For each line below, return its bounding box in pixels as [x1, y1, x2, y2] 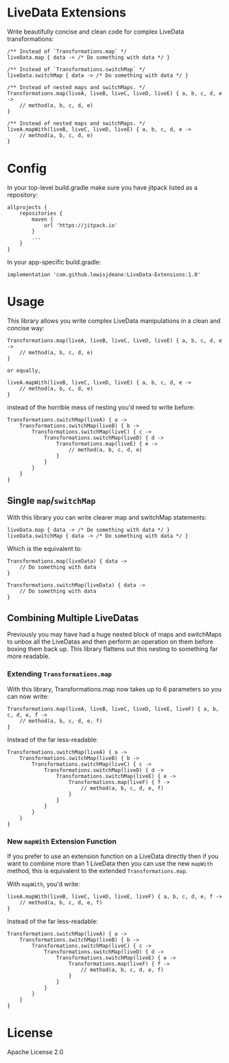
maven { [32, 216, 53, 223]
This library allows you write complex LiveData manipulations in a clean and [7, 317, 221, 325]
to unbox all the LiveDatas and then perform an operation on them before [7, 637, 214, 646]
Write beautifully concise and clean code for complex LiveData [7, 27, 184, 36]
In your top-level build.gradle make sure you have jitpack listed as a [7, 183, 197, 191]
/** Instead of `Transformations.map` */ [7, 48, 128, 55]
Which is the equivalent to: [7, 544, 82, 552]
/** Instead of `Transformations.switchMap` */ [7, 66, 146, 73]
